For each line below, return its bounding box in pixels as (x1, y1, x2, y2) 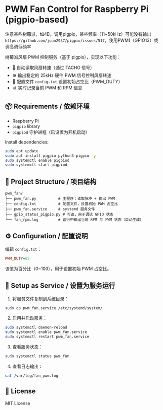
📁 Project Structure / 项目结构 (5, 177, 97, 186)
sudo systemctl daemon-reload (5, 325, 68, 330)
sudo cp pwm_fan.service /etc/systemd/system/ (5, 305, 103, 311)
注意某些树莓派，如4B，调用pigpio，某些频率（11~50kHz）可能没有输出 (5, 31, 152, 37)
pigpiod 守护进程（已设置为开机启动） (12, 129, 90, 135)
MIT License (5, 400, 31, 406)
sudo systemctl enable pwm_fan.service (5, 330, 87, 335)
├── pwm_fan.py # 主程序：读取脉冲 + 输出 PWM (5, 196, 115, 202)
